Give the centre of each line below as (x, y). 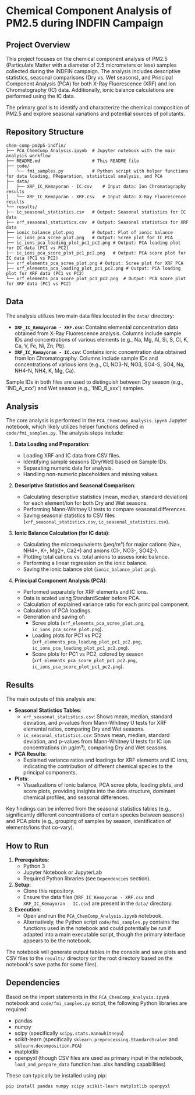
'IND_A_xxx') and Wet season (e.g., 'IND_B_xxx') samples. (75, 388)
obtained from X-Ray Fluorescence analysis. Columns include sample (98, 333)
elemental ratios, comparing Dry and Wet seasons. (84, 729)
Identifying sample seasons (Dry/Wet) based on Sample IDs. (95, 462)
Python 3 (34, 866)
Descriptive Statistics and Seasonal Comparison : (75, 485)
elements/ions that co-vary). (40, 827)
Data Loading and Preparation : (52, 444)
